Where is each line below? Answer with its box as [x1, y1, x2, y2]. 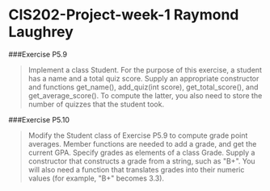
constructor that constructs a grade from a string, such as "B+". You [27, 156, 256, 166]
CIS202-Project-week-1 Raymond [8, 6, 239, 24]
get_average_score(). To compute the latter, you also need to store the [27, 90, 263, 100]
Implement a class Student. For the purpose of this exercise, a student [27, 64, 263, 74]
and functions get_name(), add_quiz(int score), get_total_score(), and [27, 82, 259, 92]
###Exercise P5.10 [8, 114, 70, 124]
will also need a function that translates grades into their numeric [27, 164, 245, 174]
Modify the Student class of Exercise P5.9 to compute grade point [27, 131, 248, 140]
